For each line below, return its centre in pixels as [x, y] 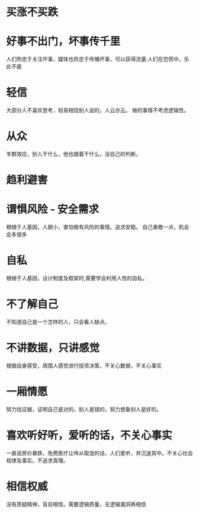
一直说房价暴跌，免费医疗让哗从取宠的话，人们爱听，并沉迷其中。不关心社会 [99, 453]
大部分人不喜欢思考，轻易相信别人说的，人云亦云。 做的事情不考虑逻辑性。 [98, 110]
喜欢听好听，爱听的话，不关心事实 [89, 436]
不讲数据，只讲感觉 [53, 348]
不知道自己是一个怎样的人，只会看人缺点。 [58, 322]
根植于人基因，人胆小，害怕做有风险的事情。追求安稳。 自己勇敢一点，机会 [98, 227]
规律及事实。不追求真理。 [37, 460]
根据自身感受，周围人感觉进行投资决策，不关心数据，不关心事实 [84, 365]
